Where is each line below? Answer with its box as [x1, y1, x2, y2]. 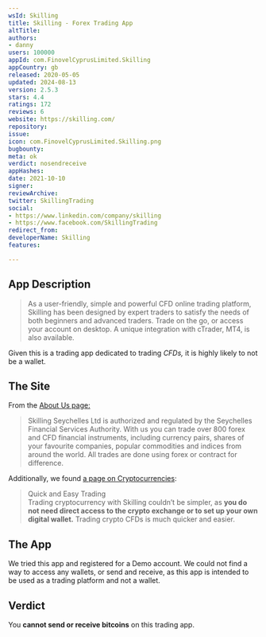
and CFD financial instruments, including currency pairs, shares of [27, 433, 245, 443]
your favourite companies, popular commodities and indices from [27, 441, 242, 451]
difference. [27, 459, 64, 468]
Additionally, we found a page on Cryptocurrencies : [8, 474, 177, 483]
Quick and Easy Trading [27, 489, 106, 498]
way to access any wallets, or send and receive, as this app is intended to [8, 567, 249, 577]
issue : [8, 130, 30, 138]
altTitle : [8, 26, 41, 34]
